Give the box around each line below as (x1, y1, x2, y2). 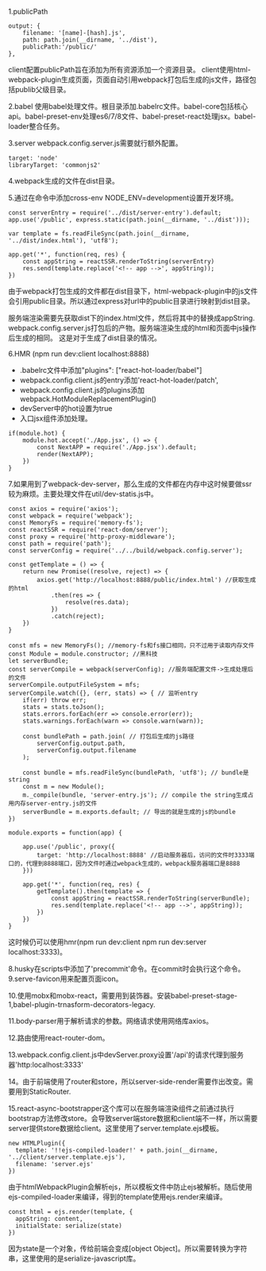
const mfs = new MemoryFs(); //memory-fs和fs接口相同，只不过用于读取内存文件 (8, 641, 255, 649)
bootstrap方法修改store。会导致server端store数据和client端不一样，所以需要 (8, 1114, 258, 1123)
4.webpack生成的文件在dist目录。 (8, 176, 119, 185)
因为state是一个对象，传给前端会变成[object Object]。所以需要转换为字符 (8, 1244, 248, 1253)
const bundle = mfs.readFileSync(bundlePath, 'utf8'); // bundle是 (22, 769, 249, 777)
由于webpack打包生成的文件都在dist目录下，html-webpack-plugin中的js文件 (8, 286, 258, 296)
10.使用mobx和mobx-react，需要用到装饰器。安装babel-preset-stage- (8, 991, 238, 1000)
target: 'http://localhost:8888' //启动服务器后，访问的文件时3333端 (37, 851, 255, 859)
